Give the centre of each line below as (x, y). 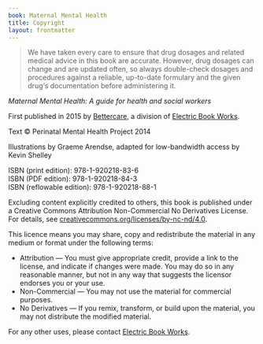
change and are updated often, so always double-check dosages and (140, 69)
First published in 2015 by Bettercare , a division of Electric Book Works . (124, 117)
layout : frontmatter (42, 30)
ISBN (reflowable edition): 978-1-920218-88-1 (82, 187)
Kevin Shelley (30, 155)
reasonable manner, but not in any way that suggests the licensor (126, 275)
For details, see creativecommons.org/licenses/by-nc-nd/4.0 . (107, 219)
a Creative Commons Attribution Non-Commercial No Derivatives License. (128, 211)
